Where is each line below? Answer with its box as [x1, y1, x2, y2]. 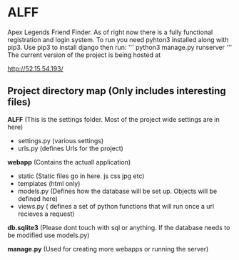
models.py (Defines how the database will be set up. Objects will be [17, 187, 218, 195]
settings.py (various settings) [17, 136, 104, 145]
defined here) [17, 194, 59, 203]
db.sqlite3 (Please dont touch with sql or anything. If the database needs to [7, 223, 230, 232]
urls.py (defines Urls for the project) [17, 144, 123, 152]
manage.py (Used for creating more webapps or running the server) [7, 244, 209, 253]
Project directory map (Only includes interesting [7, 85, 226, 97]
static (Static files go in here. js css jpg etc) [17, 172, 145, 180]
